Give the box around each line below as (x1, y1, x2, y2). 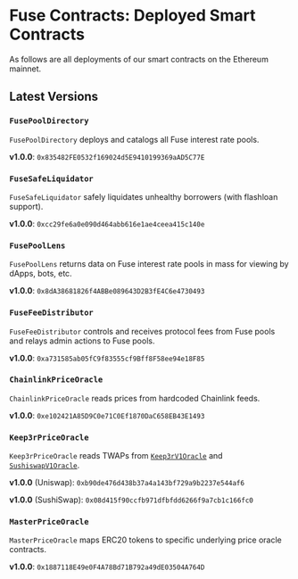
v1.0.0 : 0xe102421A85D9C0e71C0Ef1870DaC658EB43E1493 (9, 409, 205, 420)
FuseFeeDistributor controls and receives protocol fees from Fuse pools (9, 326, 276, 336)
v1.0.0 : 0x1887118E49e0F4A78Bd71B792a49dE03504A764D (9, 561, 205, 572)
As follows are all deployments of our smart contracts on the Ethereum (9, 54, 269, 64)
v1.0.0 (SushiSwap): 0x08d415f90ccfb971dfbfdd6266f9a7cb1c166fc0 (9, 494, 254, 505)
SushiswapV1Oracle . (9, 460, 80, 471)
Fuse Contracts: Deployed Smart (9, 5, 256, 26)
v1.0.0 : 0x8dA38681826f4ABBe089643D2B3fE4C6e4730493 (9, 285, 205, 296)
